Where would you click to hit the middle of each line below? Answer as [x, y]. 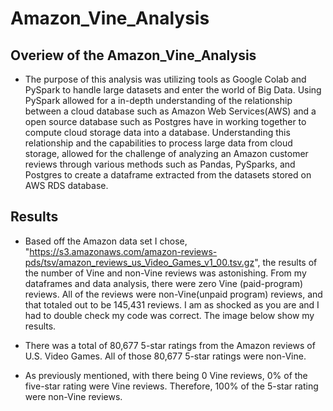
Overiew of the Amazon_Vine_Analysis [133, 55]
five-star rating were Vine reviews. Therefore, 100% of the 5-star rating [171, 386]
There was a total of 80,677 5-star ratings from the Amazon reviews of [170, 345]
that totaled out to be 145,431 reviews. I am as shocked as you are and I [172, 304]
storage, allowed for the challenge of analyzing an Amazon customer [166, 153]
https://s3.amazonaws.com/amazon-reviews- [123, 251]
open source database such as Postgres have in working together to [165, 121]
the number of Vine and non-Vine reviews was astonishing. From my [165, 273]
